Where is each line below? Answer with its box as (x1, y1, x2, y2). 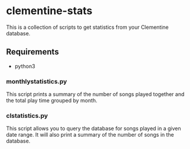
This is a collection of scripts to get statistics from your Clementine (6, 24, 169, 31)
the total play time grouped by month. (6, 97, 97, 104)
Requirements (6, 47, 59, 57)
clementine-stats (6, 4, 93, 18)
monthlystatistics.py (6, 77, 67, 85)
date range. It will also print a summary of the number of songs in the (6, 131, 174, 138)
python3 (14, 62, 35, 69)
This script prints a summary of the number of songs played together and (6, 91, 185, 98)
